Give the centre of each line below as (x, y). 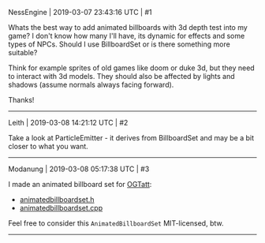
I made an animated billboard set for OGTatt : (80, 184)
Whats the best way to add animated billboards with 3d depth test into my (128, 27)
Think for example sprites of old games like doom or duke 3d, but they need (131, 68)
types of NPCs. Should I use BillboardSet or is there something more (119, 44)
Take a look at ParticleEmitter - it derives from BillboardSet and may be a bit (131, 138)
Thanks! (21, 100)
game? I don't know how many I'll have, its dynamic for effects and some (127, 36)
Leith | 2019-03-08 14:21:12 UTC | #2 (68, 123)
